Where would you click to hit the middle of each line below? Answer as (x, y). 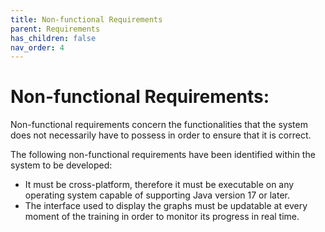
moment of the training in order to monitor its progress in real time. (162, 217)
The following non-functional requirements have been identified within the (163, 155)
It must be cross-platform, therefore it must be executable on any (159, 185)
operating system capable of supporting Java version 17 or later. (157, 195)
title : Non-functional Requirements (86, 19)
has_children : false (53, 38)
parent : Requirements (55, 29)
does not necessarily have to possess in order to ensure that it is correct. (161, 135)
